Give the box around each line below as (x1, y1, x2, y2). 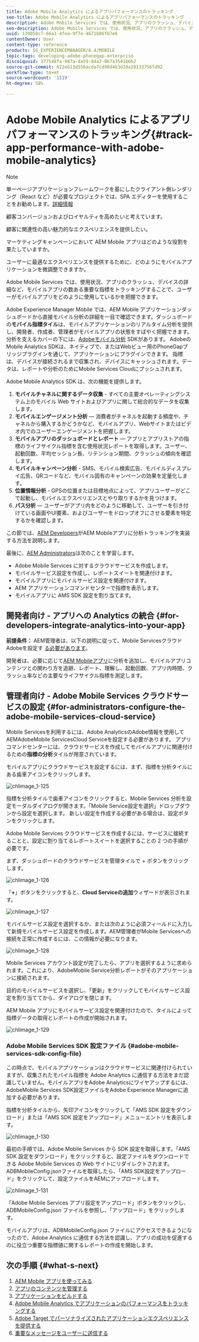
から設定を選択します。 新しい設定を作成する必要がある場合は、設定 (11, 809, 179, 817)
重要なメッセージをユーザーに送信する (14, 1329, 108, 1337)
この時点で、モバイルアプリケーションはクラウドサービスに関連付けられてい (6, 1064, 192, 1071)
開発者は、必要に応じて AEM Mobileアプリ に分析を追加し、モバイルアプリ (6, 657, 187, 664)
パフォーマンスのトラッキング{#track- (6, 128, 193, 141)
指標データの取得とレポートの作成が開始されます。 (6, 1014, 130, 1021)
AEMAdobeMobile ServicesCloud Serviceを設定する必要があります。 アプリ (6, 735, 191, 743)
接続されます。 (16, 974, 53, 981)
